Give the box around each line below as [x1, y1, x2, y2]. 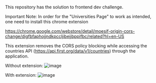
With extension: [5, 72, 37, 78]
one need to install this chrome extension [5, 19, 88, 24]
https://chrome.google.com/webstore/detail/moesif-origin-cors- [5, 28, 135, 34]
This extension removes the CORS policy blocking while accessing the [5, 43, 147, 48]
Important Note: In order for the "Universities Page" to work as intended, [5, 14, 152, 19]
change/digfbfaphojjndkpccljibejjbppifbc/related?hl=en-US [5, 34, 125, 39]
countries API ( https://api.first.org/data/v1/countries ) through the [5, 48, 136, 54]
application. [5, 53, 29, 59]
